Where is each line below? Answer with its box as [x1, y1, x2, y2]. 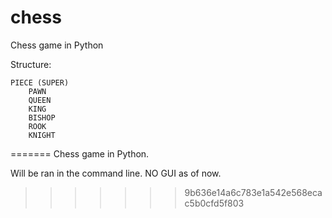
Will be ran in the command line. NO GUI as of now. [10, 167, 222, 179]
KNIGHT [28, 130, 56, 140]
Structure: [10, 58, 52, 70]
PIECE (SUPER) [10, 77, 70, 88]
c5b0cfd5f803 [184, 197, 245, 209]
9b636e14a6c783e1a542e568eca [184, 186, 323, 198]
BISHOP [28, 112, 56, 123]
